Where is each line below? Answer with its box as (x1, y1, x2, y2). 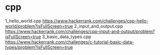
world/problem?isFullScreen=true (5, 23, 73, 29)
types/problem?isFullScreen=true (5, 44, 73, 50)
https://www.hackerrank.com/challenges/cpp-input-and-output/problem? (5, 28, 155, 34)
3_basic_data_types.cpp (41, 34, 91, 40)
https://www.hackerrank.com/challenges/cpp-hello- (42, 18, 149, 24)
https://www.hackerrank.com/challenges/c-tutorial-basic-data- (5, 39, 134, 45)
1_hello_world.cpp (5, 18, 41, 24)
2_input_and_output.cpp (74, 23, 123, 29)
